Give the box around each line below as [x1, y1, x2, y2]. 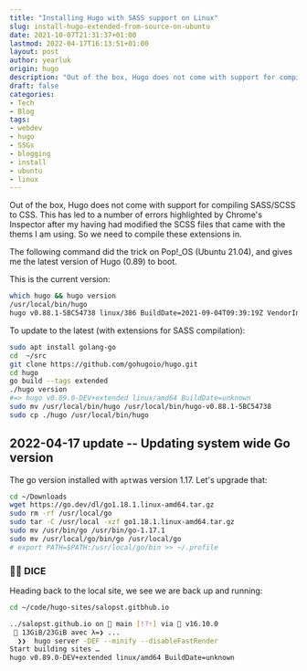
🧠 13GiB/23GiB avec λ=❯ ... [13, 627, 121, 637]
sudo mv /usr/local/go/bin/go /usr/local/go [9, 534, 182, 543]
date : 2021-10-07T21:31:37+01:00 [9, 30, 137, 39]
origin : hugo [9, 65, 59, 74]
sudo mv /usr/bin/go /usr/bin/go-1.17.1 [9, 526, 166, 535]
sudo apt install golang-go [9, 342, 117, 351]
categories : [9, 89, 55, 99]
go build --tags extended [9, 376, 108, 386]
